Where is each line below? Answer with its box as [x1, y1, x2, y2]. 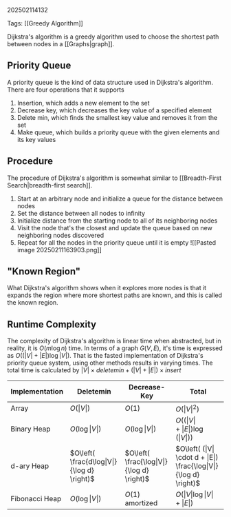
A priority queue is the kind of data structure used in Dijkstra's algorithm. [7, 78, 213, 86]
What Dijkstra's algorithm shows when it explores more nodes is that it [7, 284, 207, 292]
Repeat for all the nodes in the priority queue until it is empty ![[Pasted [16, 238, 217, 247]
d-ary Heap [10, 461, 49, 471]
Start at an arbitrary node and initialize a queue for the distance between [16, 194, 223, 203]
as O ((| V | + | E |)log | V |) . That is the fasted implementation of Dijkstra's [7, 352, 204, 360]
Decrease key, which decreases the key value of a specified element [16, 106, 212, 114]
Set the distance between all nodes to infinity [16, 209, 146, 217]
